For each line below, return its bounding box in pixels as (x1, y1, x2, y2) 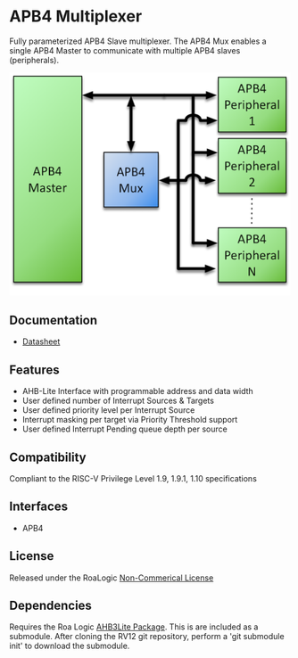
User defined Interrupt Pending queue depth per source (21, 424, 228, 434)
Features (9, 362, 60, 377)
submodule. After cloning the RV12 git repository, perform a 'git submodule (9, 631, 285, 642)
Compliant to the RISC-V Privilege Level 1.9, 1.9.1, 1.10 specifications (9, 473, 257, 484)
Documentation (9, 312, 98, 327)
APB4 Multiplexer (9, 6, 143, 27)
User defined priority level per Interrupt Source (21, 405, 195, 415)
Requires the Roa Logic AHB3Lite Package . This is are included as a (9, 621, 259, 632)
